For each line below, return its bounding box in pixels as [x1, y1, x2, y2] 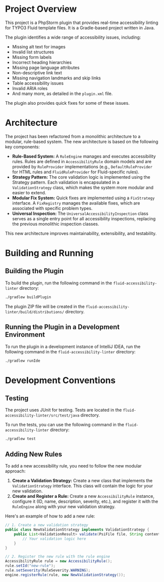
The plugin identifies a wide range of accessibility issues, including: [5, 34, 141, 40]
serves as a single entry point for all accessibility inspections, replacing [12, 215, 156, 221]
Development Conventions [5, 374, 116, 386]
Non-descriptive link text [12, 70, 62, 75]
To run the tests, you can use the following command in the [5, 422, 124, 428]
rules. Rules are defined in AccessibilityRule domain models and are [12, 158, 152, 164]
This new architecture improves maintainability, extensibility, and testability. [5, 230, 157, 236]
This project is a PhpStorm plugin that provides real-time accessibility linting [5, 20, 159, 25]
